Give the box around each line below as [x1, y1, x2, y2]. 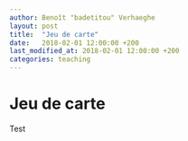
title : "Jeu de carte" [9, 30, 99, 39]
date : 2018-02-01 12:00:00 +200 [9, 38, 140, 48]
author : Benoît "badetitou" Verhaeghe [9, 13, 155, 22]
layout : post [9, 22, 59, 31]
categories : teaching [9, 55, 91, 64]
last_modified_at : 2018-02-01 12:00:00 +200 [9, 47, 180, 56]
